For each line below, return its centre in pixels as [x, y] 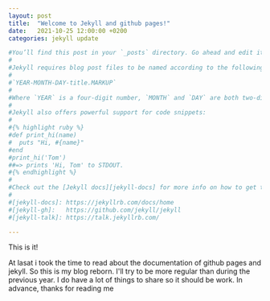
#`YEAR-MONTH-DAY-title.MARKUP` [62, 82]
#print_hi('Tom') [37, 158]
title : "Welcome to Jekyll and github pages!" [90, 23]
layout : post [30, 16]
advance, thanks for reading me [61, 289]
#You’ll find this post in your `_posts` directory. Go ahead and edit [131, 53]
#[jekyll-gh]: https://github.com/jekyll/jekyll [95, 210]
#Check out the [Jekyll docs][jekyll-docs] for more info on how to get [133, 188]
